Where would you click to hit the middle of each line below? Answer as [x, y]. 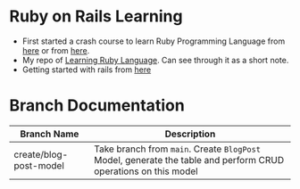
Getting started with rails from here [87, 70]
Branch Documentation [97, 106]
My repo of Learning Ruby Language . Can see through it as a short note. [155, 60]
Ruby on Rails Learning [96, 16]
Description [190, 134]
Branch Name [50, 134]
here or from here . [56, 50]
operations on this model [146, 171]
